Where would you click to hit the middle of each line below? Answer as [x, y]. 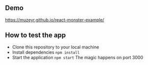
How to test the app [36, 35]
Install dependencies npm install [46, 52]
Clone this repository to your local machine [56, 47]
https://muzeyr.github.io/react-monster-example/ [55, 20]
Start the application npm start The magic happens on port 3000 [78, 57]
